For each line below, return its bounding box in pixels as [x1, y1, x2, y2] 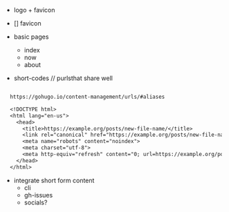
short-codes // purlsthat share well [13, 74, 113, 82]
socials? [24, 198, 48, 206]
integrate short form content [13, 176, 95, 184]
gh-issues [24, 191, 53, 199]
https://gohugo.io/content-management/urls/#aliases [10, 93, 165, 100]
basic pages [13, 32, 49, 41]
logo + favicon [13, 6, 55, 14]
